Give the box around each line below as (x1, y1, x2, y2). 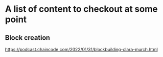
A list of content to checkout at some (5, 3, 158, 15)
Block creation (5, 33, 50, 42)
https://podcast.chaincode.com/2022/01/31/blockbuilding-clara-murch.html (5, 47, 158, 52)
